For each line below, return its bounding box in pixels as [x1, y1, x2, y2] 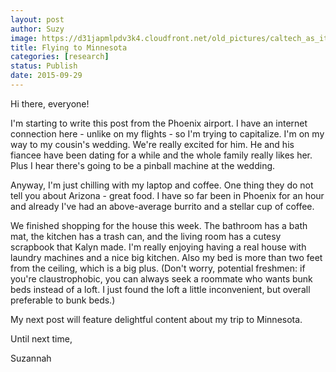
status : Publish [10, 61, 78, 71]
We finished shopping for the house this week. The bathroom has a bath [10, 219, 308, 231]
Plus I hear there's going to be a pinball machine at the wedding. [10, 159, 276, 171]
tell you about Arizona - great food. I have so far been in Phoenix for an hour [10, 189, 325, 201]
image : [10, 33, 38, 43]
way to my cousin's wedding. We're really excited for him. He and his [10, 138, 295, 150]
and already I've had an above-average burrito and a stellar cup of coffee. [10, 200, 315, 212]
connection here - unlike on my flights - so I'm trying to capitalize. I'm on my [10, 127, 325, 140]
